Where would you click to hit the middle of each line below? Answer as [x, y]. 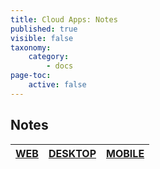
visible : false [42, 38]
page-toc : [31, 76]
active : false [57, 85]
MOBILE [125, 153]
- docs [60, 66]
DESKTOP [72, 153]
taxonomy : [31, 47]
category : [49, 57]
